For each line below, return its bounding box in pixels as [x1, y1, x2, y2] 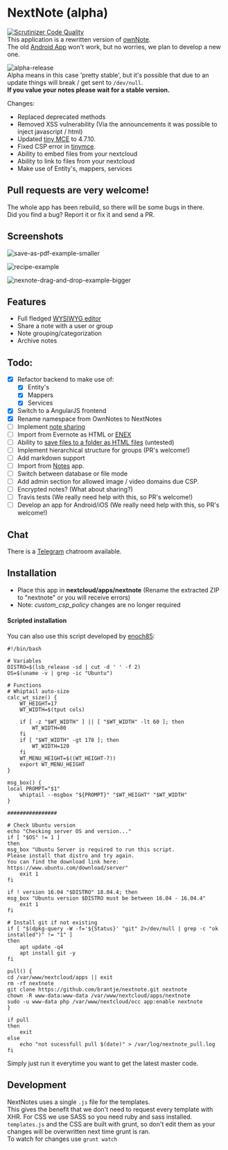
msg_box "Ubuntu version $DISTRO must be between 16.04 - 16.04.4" [7, 895, 207, 902]
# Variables [7, 658, 42, 665]
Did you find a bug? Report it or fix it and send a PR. [7, 210, 155, 218]
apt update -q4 [19, 944, 64, 950]
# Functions [7, 682, 42, 689]
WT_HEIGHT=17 [19, 700, 58, 707]
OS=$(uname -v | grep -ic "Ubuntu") [7, 670, 113, 677]
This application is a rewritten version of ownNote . [7, 35, 151, 43]
